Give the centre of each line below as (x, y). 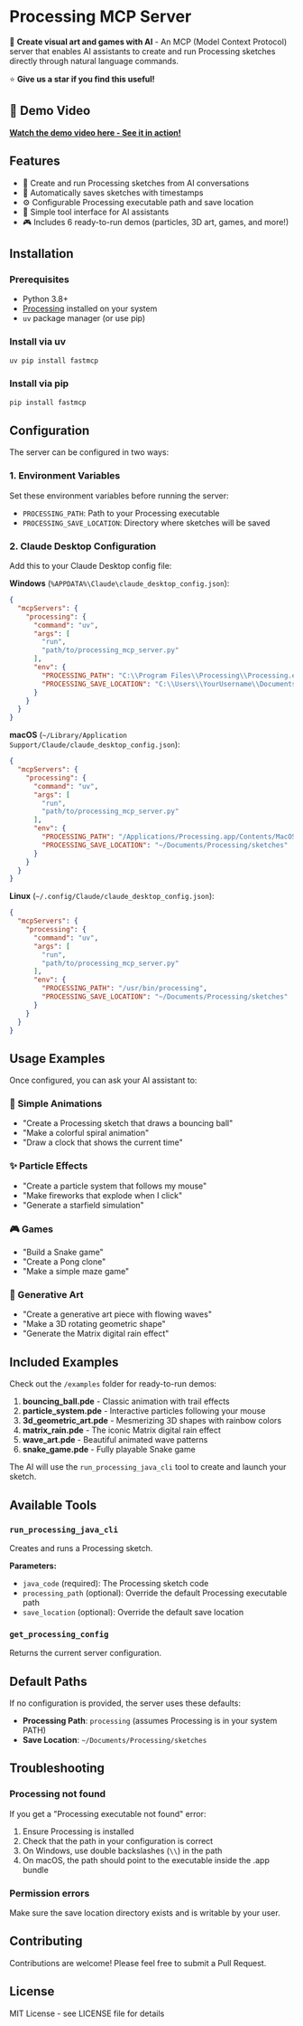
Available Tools (53, 1505)
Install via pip (39, 383)
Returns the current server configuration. (86, 1653)
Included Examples (64, 1362)
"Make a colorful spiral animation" (86, 1133)
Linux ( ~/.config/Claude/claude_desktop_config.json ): (112, 896)
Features (35, 161)
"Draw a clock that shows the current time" (102, 1142)
